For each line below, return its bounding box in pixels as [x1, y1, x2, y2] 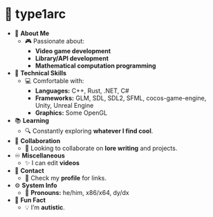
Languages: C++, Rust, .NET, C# [35, 86, 130, 95]
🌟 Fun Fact [14, 196, 46, 204]
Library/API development [35, 54, 109, 62]
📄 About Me [14, 29, 50, 37]
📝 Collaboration [14, 136, 61, 144]
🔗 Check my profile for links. [24, 173, 106, 182]
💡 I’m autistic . [24, 203, 65, 211]
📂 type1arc [4, 6, 66, 22]
